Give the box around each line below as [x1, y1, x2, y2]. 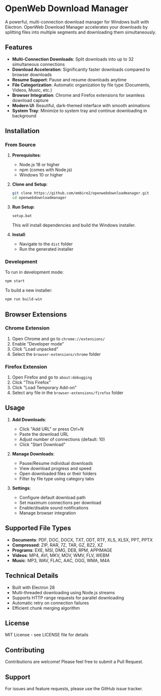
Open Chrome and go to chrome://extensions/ [12, 335, 105, 342]
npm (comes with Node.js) [19, 167, 72, 173]
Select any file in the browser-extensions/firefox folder [12, 390, 124, 395]
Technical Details [5, 571, 59, 580]
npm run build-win [5, 297, 42, 302]
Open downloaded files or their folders [19, 471, 97, 476]
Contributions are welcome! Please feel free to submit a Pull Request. [5, 659, 144, 664]
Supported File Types [5, 524, 71, 532]
